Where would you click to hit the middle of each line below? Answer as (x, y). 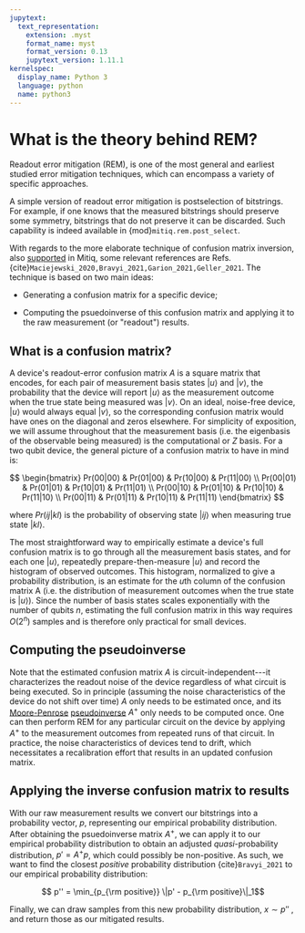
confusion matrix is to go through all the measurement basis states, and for (150, 552)
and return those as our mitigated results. (87, 919)
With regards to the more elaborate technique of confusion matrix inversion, (152, 248)
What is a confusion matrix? (91, 351)
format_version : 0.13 (66, 52)
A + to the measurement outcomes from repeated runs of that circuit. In (142, 732)
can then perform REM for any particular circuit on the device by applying (147, 722)
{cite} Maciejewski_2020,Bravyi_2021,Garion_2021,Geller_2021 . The (135, 268)
